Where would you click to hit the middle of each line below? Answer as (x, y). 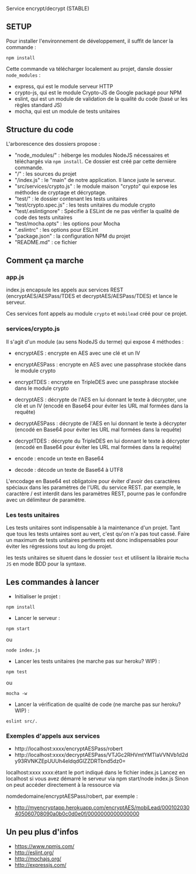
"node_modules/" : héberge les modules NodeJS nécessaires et (92, 155)
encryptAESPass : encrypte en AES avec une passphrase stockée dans (100, 364)
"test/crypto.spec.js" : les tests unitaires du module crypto (85, 205)
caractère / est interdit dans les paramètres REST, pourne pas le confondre (97, 493)
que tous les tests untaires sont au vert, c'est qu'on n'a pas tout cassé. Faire (98, 534)
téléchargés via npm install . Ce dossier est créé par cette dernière (95, 161)
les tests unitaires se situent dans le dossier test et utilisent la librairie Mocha (97, 557)
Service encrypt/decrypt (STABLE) (48, 8)
